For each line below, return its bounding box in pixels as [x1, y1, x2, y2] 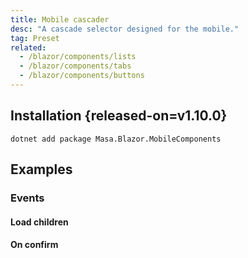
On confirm [10, 239, 59, 251]
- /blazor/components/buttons [19, 71, 145, 81]
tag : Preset [10, 33, 60, 43]
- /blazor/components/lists [19, 52, 137, 62]
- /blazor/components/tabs [19, 61, 132, 71]
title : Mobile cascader [10, 14, 110, 25]
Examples [10, 161, 73, 178]
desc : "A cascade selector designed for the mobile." [10, 24, 240, 34]
